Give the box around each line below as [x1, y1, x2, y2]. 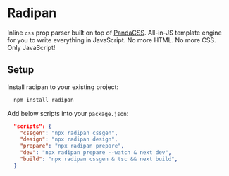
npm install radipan [13, 96, 74, 103]
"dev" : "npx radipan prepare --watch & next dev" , [20, 149, 172, 156]
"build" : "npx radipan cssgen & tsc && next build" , [20, 156, 178, 163]
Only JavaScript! [7, 43, 56, 52]
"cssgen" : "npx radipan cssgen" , [20, 129, 118, 136]
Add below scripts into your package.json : [7, 109, 129, 117]
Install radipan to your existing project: [7, 83, 118, 91]
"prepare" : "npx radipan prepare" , [20, 143, 125, 150]
